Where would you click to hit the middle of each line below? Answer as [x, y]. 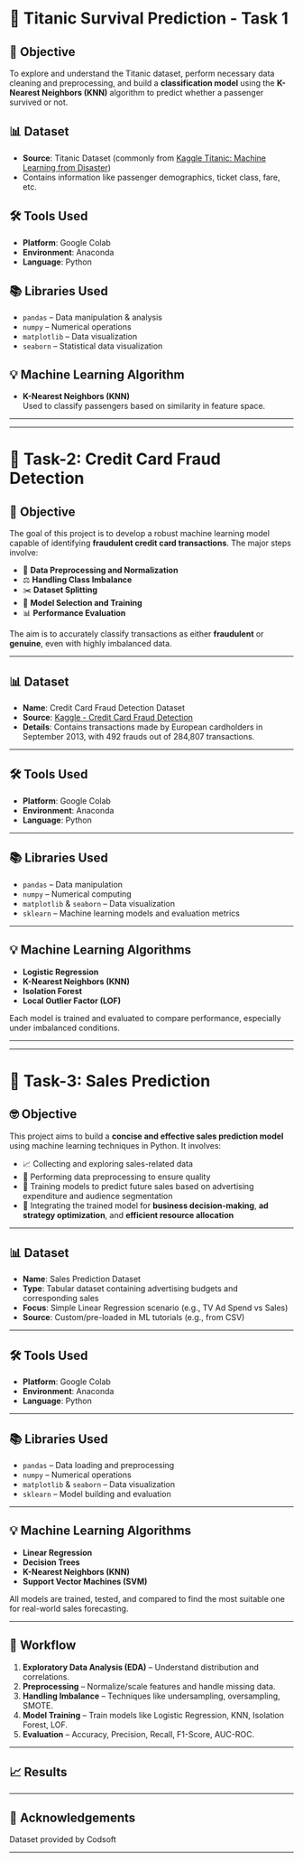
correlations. [46, 1676]
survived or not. [39, 102]
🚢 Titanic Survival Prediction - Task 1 [149, 19]
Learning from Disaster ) [66, 167]
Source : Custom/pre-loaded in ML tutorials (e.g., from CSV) [133, 1317]
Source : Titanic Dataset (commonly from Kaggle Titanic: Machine [144, 158]
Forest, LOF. [45, 1725]
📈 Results [38, 1772]
